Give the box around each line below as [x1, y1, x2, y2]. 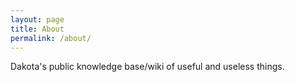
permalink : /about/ [10, 33, 92, 43]
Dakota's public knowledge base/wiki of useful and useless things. [10, 61, 285, 73]
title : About [10, 24, 65, 34]
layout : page [10, 14, 65, 25]
